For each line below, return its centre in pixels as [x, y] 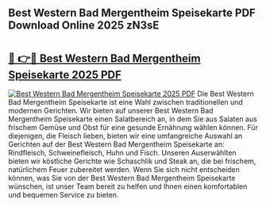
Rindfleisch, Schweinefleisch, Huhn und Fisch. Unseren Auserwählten [122, 153]
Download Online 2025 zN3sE [84, 26]
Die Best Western [226, 94]
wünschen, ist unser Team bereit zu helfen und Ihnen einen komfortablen [128, 186]
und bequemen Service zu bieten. [64, 195]
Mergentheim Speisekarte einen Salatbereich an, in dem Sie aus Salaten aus [133, 119]
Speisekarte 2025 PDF [65, 75]
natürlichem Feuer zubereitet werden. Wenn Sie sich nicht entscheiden [124, 169]
